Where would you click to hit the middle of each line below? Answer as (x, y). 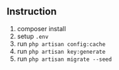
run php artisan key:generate (61, 51)
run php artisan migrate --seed (64, 59)
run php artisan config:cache (61, 43)
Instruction (32, 12)
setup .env (33, 36)
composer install (41, 28)
